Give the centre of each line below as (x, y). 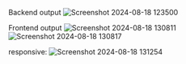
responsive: (28, 52)
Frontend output (35, 28)
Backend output (35, 12)
